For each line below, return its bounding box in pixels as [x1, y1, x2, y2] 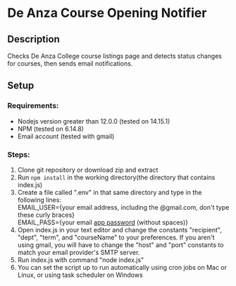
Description [7, 33, 60, 45]
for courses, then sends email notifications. [7, 59, 133, 68]
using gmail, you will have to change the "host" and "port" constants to [17, 240, 224, 249]
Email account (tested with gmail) [17, 132, 115, 141]
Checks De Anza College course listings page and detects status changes [7, 52, 222, 60]
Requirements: [7, 101, 59, 111]
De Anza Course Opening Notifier [7, 5, 207, 21]
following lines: [17, 196, 62, 204]
